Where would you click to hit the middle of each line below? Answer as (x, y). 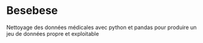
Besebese (32, 11)
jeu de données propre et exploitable (53, 33)
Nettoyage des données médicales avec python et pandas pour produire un (102, 27)
